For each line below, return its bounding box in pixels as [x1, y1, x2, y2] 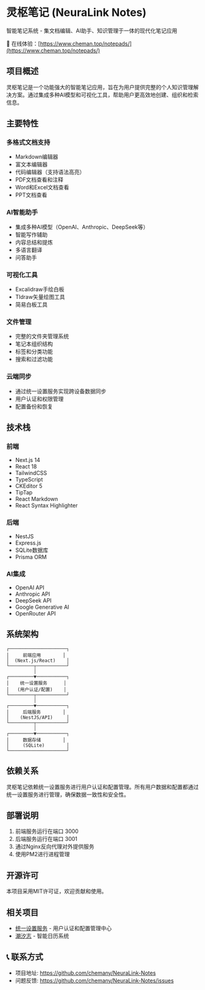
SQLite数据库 [15, 546, 49, 554]
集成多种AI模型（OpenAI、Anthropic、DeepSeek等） [15, 223, 149, 230]
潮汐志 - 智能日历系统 [15, 932, 70, 939]
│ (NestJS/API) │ [6, 714, 70, 721]
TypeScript [15, 476, 43, 483]
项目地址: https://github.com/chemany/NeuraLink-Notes [15, 969, 156, 977]
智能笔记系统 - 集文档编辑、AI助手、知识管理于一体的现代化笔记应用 [6, 27, 178, 34]
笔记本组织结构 [15, 340, 53, 348]
